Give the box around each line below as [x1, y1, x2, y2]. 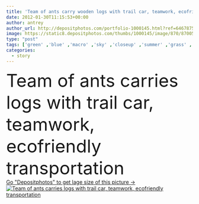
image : [6, 31, 23, 37]
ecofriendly [6, 135, 102, 157]
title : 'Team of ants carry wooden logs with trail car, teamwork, [6, 8, 176, 15]
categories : [6, 47, 36, 53]
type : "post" [6, 36, 38, 42]
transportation [6, 157, 124, 179]
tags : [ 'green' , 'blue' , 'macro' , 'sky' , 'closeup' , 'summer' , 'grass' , [6, 42, 192, 48]
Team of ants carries [6, 69, 179, 92]
